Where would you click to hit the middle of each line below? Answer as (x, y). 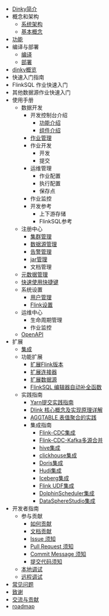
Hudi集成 (50, 470)
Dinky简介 (25, 9)
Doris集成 (51, 463)
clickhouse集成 (58, 455)
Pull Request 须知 (52, 546)
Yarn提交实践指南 (52, 402)
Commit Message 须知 (58, 554)
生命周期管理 (46, 320)
